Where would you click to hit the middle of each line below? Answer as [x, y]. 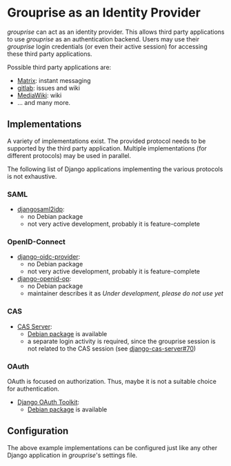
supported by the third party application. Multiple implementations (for [107, 148]
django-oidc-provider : [49, 257]
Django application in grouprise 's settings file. [72, 455]
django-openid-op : [44, 279]
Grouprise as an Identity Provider [104, 13]
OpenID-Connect [36, 242]
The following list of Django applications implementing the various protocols [115, 169]
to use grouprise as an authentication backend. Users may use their [103, 39]
